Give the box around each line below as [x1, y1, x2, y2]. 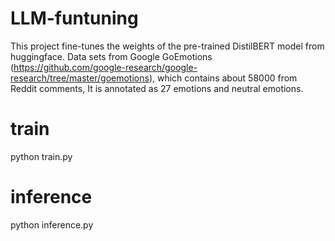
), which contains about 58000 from [148, 72, 298, 84]
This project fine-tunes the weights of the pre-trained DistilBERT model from [10, 40, 325, 52]
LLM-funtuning [10, 7, 139, 30]
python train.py [10, 150, 73, 162]
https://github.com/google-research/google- [13, 61, 198, 73]
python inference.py [10, 218, 94, 231]
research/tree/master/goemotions [10, 72, 150, 84]
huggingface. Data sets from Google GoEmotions [10, 50, 213, 62]
